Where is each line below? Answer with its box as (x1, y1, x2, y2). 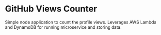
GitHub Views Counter (5, 3, 97, 14)
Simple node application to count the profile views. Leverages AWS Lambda (5, 19, 157, 25)
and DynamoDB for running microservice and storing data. (5, 24, 122, 30)
